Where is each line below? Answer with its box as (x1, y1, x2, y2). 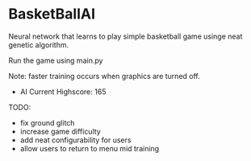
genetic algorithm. (8, 39, 69, 49)
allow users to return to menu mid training (19, 143, 160, 153)
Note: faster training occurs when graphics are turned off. (8, 71, 200, 80)
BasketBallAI (8, 5, 95, 23)
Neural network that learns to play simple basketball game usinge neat (8, 31, 243, 41)
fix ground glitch (19, 118, 75, 127)
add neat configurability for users (19, 134, 132, 145)
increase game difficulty (19, 126, 101, 136)
